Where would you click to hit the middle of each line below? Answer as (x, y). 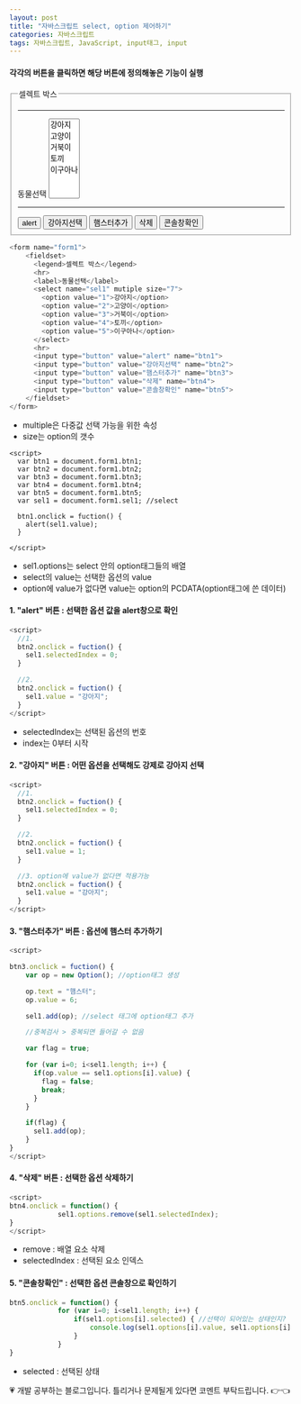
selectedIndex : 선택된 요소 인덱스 (83, 1261)
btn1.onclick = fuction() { (70, 516)
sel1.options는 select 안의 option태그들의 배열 (104, 566)
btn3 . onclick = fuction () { (62, 967)
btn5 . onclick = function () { (64, 1302)
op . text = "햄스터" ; (61, 992)
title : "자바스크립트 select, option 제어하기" (91, 26)
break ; (54, 1090)
